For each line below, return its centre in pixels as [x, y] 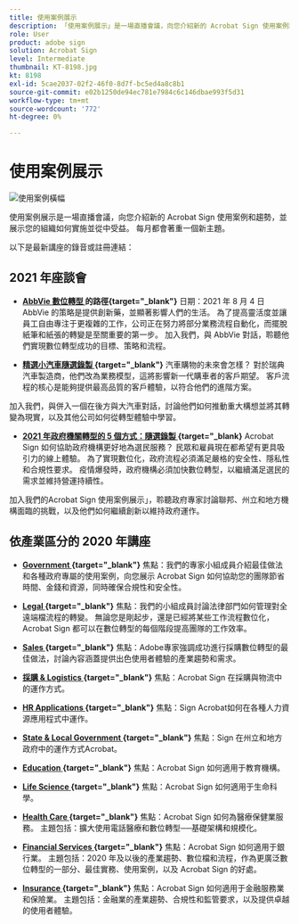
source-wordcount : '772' [55, 109]
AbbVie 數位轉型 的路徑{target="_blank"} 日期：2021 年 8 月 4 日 [143, 301]
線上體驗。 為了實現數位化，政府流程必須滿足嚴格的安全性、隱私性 [168, 458]
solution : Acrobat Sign [53, 51]
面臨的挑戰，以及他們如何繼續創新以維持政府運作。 [110, 510]
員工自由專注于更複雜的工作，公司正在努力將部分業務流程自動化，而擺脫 [154, 323]
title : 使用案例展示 [43, 17]
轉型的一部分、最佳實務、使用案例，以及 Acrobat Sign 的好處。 [146, 869]
